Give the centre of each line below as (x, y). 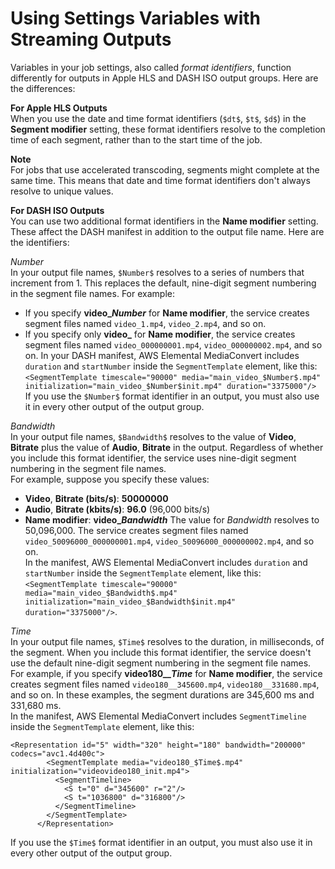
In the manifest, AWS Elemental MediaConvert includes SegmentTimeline (158, 716)
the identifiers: (40, 242)
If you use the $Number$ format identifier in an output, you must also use (172, 396)
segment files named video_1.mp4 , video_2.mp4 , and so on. (145, 323)
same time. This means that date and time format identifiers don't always (160, 180)
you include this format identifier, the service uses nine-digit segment (153, 458)
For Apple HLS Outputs (59, 108)
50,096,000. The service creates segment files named (136, 530)
